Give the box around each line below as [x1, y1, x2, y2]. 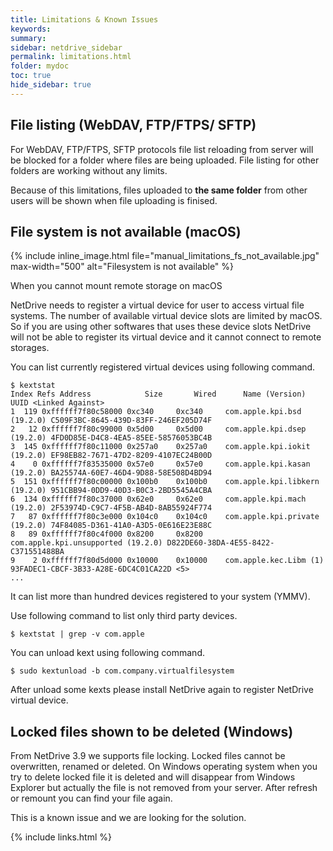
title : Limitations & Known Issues [10, 14, 159, 25]
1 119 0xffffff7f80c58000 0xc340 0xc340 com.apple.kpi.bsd [10, 407, 302, 417]
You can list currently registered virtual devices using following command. [10, 361, 316, 373]
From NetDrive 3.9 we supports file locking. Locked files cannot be [10, 750, 286, 762]
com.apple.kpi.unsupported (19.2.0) [10, 538, 163, 548]
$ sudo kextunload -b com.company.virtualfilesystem [10, 666, 235, 676]
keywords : [10, 24, 52, 34]
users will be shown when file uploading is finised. [10, 194, 218, 206]
